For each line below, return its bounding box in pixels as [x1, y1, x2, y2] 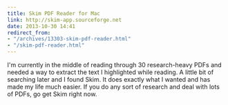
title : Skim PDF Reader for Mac [7, 10, 100, 17]
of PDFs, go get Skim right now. [7, 90, 97, 98]
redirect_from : [7, 29, 51, 36]
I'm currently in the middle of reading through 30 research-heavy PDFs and [7, 61, 222, 69]
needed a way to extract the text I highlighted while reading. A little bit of [7, 68, 214, 76]
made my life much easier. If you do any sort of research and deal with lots [7, 83, 220, 91]
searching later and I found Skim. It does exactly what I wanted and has [7, 75, 211, 83]
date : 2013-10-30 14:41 [7, 23, 76, 30]
